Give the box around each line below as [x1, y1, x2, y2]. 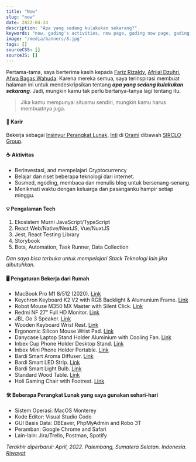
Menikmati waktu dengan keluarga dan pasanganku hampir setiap [14, 186, 174, 193]
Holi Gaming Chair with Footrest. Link [14, 377, 105, 385]
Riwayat [6, 449, 26, 456]
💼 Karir [6, 118, 23, 125]
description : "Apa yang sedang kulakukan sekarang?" [6, 25, 137, 31]
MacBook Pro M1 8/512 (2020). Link [14, 290, 101, 297]
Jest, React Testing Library [14, 231, 80, 238]
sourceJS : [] [6, 52, 38, 58]
